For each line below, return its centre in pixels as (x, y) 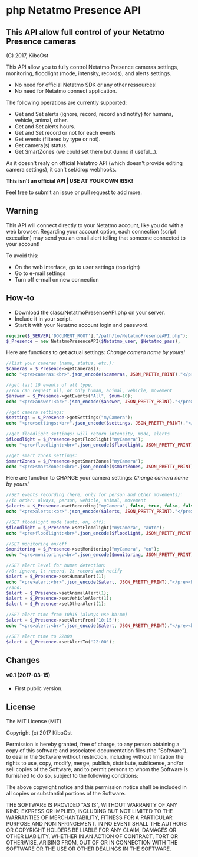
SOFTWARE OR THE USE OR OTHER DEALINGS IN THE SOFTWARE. (89, 849)
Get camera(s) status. (41, 145)
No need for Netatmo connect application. (66, 91)
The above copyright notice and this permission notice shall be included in (96, 787)
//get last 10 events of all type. (50, 385)
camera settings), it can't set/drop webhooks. (61, 169)
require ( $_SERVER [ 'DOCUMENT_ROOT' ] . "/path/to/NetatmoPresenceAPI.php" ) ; (97, 336)
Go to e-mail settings (40, 273)
